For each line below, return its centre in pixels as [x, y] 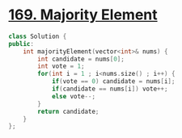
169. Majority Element [83, 15]
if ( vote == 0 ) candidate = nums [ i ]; [113, 82]
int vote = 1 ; [61, 66]
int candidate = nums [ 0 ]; [81, 59]
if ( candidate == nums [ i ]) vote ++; [110, 89]
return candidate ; [68, 111]
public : [21, 44]
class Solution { [38, 36]
